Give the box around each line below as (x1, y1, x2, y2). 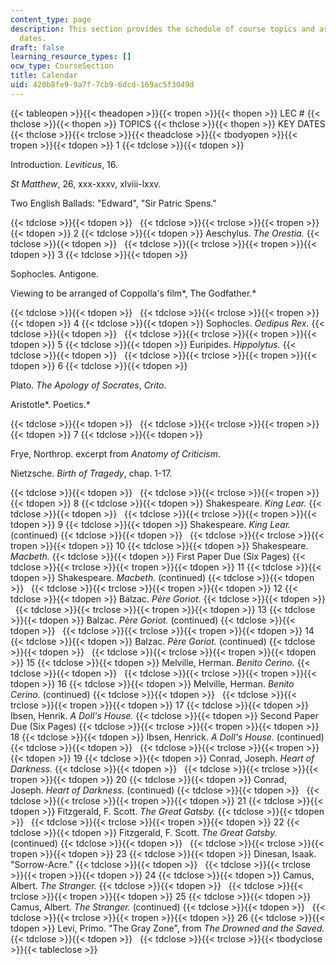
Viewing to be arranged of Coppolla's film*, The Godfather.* (10, 287, 257, 299)
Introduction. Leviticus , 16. (10, 158, 119, 170)
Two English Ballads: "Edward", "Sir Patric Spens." (10, 197, 217, 209)
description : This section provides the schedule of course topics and (10, 24, 315, 34)
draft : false (10, 42, 65, 53)
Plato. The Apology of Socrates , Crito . (10, 379, 167, 391)
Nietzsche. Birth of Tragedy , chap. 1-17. (10, 467, 173, 479)
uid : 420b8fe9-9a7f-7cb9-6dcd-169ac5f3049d (10, 80, 195, 90)
